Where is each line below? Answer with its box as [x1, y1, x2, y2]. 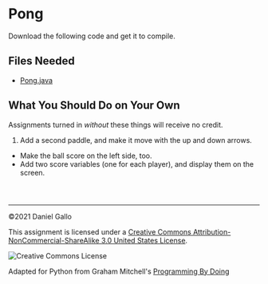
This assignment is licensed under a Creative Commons [8, 227, 191, 236]
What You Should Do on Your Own [8, 99, 180, 112]
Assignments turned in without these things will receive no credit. [8, 120, 223, 129]
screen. [19, 168, 45, 177]
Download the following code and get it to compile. [8, 31, 175, 41]
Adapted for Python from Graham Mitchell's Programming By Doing [8, 266, 230, 276]
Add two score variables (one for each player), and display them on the [19, 159, 254, 168]
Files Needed [8, 54, 75, 68]
